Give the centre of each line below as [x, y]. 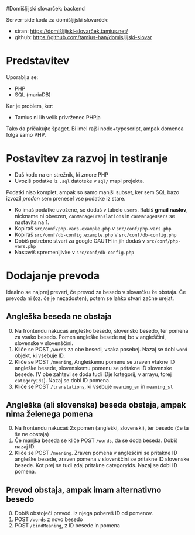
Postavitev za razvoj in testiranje [87, 159]
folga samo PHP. [26, 134]
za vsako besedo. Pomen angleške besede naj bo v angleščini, [90, 337]
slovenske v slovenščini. [44, 343]
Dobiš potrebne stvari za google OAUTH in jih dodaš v [80, 241]
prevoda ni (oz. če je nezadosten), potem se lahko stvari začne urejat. [90, 298]
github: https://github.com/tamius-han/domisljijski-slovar [83, 37]
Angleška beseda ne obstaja [59, 317]
